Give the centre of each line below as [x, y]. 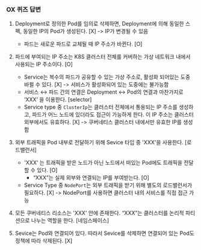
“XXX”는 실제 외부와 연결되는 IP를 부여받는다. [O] [91, 178]
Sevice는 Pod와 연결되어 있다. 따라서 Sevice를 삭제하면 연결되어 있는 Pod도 [104, 233]
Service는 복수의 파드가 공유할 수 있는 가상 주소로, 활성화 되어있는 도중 [107, 77]
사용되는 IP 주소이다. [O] [44, 64]
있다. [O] [47, 170]
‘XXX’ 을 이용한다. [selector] [58, 100]
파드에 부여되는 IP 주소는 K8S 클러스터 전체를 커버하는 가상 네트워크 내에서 [103, 57]
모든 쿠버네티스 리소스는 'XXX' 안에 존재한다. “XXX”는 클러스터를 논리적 [100, 213]
